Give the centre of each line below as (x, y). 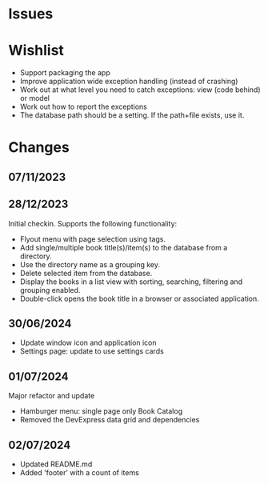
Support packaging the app (65, 73)
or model (35, 98)
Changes (39, 148)
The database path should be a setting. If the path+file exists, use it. (132, 115)
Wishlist (36, 51)
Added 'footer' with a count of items (80, 472)
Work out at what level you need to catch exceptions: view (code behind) (140, 90)
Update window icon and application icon (88, 343)
